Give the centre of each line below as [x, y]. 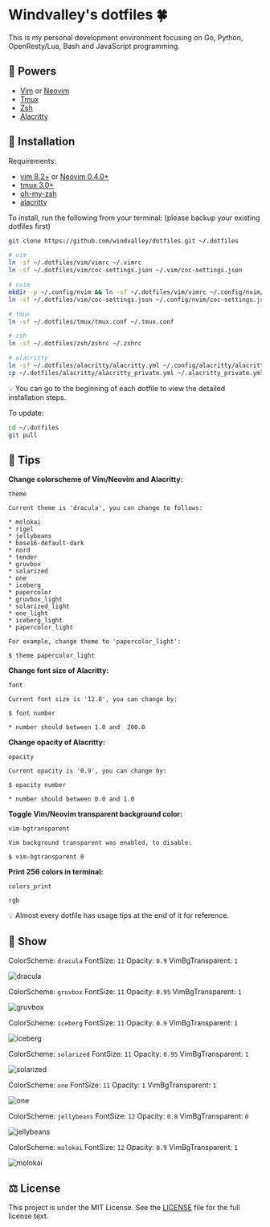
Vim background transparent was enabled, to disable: [100, 843]
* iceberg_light [35, 621]
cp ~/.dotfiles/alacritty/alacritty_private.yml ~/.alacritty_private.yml [136, 373]
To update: [26, 413]
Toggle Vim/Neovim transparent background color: [96, 814]
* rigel [21, 529]
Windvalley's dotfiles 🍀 [88, 15]
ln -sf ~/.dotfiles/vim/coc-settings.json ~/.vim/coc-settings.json [125, 271]
